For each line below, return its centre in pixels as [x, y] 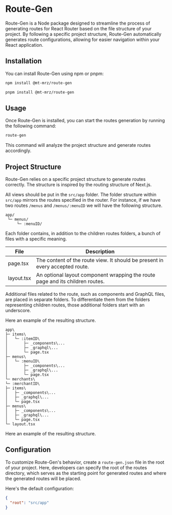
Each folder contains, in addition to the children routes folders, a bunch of [83, 233]
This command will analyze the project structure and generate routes [78, 145]
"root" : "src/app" [30, 503]
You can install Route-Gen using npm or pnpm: [55, 73]
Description [100, 251]
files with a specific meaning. [36, 239]
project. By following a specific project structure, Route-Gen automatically [83, 34]
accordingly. [18, 151]
